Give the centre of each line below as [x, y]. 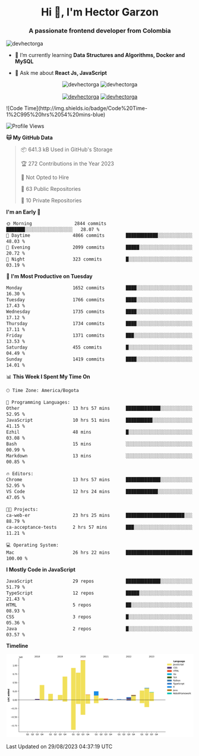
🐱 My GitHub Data [30, 138]
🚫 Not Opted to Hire [45, 177]
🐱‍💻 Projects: [22, 510]
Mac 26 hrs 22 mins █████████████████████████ [99, 553]
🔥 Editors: [20, 474]
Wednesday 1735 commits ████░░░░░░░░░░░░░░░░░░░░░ [99, 312]
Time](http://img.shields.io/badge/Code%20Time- [86, 108]
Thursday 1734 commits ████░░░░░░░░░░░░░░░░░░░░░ [99, 324]
